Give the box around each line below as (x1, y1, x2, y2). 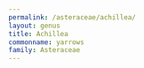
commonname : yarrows (8, 37, 85, 47)
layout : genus (8, 21, 61, 30)
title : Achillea (8, 29, 68, 38)
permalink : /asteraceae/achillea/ (8, 12, 137, 22)
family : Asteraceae (8, 46, 81, 55)
